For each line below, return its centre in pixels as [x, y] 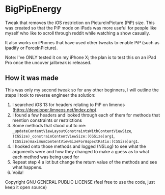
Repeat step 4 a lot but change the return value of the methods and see [84, 162]
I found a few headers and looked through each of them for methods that [86, 115]
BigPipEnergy [33, 9]
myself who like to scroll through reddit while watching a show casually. [78, 33]
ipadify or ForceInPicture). [31, 48]
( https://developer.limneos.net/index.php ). [55, 110]
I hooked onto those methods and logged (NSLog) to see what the [79, 146]
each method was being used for [46, 157]
